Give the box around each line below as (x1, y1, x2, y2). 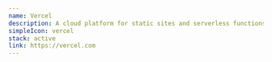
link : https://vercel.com (8, 42, 96, 50)
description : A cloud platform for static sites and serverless (8, 19, 230, 27)
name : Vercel (8, 11, 53, 20)
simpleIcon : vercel (8, 27, 74, 35)
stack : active (8, 34, 57, 43)
